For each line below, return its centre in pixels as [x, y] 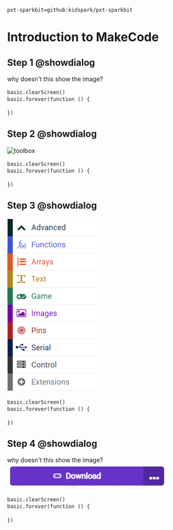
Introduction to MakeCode [83, 37]
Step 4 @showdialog [52, 444]
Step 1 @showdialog [51, 62]
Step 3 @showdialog [52, 206]
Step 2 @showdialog [52, 134]
